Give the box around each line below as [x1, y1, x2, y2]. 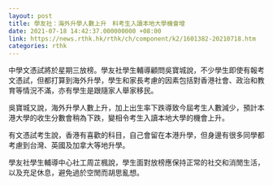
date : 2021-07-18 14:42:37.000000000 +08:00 [8, 27, 162, 35]
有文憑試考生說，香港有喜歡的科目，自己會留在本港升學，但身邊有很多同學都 [8, 131, 265, 140]
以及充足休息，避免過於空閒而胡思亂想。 [8, 168, 144, 178]
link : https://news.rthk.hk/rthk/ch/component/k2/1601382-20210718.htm [8, 34, 256, 43]
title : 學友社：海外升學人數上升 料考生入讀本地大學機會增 [8, 19, 185, 28]
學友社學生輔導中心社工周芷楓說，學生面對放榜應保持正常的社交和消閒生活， [8, 157, 265, 167]
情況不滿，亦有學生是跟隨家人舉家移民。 [22, 86, 158, 96]
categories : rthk [8, 42, 67, 50]
